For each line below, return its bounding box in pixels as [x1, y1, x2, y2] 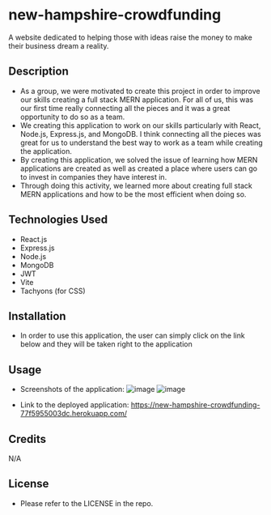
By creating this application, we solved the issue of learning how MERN [19, 155, 258, 164]
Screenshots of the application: [19, 385, 125, 394]
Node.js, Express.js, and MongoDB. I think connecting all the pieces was [19, 129, 261, 138]
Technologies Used [8, 213, 108, 227]
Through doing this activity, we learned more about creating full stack [19, 181, 252, 190]
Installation [8, 309, 66, 323]
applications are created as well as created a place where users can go [19, 164, 257, 173]
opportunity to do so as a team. [19, 112, 125, 121]
